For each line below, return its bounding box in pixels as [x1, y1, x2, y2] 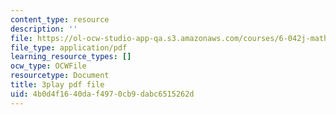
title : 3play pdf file [10, 80, 105, 90]
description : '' [10, 24, 78, 34]
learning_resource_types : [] [10, 52, 132, 62]
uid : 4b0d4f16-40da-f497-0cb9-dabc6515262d [10, 89, 195, 99]
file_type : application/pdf [10, 42, 128, 53]
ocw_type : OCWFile [10, 61, 87, 71]
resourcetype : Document [10, 71, 110, 81]
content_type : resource [10, 14, 110, 25]
